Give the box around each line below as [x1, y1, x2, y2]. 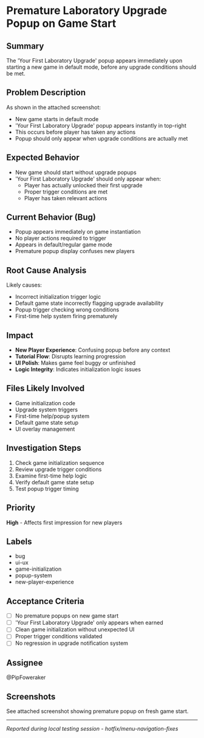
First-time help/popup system [15, 412, 90, 420]
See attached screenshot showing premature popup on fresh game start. [6, 708, 189, 715]
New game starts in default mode [15, 115, 99, 122]
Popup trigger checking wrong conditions [15, 306, 120, 313]
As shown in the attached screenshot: [6, 103, 101, 111]
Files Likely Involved [6, 383, 85, 394]
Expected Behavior [6, 153, 80, 163]
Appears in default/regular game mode [15, 241, 112, 248]
